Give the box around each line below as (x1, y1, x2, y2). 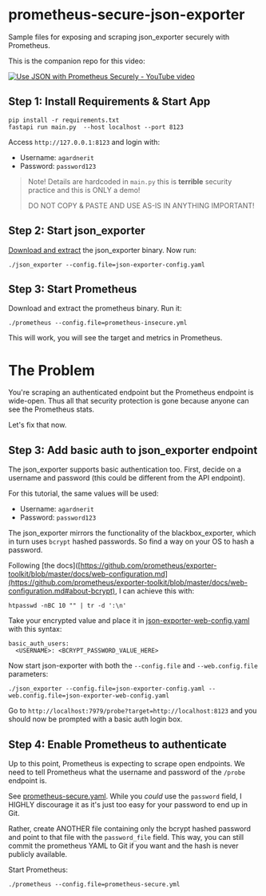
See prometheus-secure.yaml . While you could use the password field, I (8, 791, 242, 801)
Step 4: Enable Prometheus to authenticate (8, 737, 228, 751)
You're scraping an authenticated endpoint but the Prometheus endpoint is (8, 388, 254, 397)
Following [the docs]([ (8, 561, 81, 570)
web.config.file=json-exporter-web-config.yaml (8, 692, 170, 700)
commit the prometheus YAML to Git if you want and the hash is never (8, 841, 239, 850)
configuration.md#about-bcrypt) (8, 586, 116, 596)
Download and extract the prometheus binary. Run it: (8, 303, 182, 313)
